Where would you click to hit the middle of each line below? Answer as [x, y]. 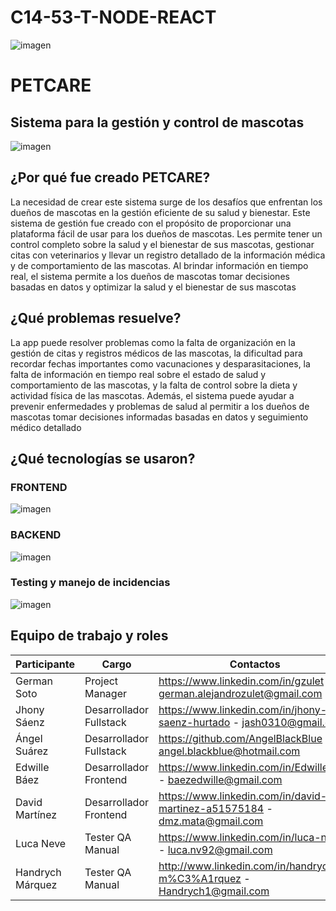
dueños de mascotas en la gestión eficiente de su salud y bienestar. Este [160, 212]
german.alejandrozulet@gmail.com [240, 693]
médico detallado [46, 427]
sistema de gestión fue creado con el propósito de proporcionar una [151, 223]
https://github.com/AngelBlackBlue [240, 738]
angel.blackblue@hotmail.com [229, 751]
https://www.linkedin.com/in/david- [243, 796]
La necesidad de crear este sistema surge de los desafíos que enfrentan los [166, 202]
